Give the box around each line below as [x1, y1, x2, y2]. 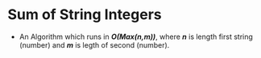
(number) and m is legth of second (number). [19, 40, 170, 49]
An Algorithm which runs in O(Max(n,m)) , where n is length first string [19, 32, 253, 41]
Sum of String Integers [7, 6, 162, 24]
